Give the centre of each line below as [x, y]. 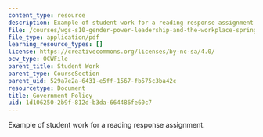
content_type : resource [47, 15]
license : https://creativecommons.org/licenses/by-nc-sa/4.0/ [112, 52]
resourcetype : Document [47, 88]
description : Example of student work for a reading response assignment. [133, 23]
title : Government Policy [50, 96]
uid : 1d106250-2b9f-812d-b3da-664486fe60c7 [80, 103]
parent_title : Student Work [54, 67]
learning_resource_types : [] [56, 45]
